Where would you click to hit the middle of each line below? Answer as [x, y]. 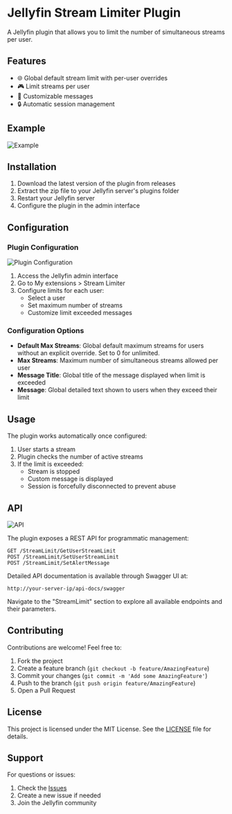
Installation [32, 167]
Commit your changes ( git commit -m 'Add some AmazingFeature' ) [112, 675]
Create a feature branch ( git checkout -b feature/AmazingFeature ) [113, 668]
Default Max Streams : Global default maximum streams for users [110, 346]
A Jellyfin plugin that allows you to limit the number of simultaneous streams [116, 32]
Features [27, 61]
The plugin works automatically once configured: [77, 436]
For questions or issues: [42, 774]
